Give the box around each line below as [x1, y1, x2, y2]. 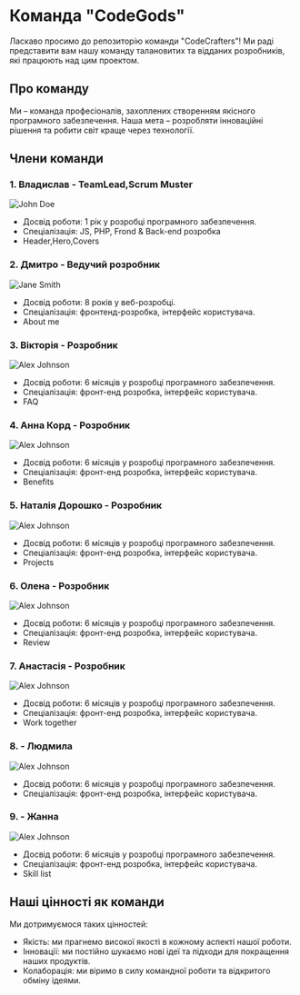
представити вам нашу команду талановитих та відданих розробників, [9, 45, 285, 55]
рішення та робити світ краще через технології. [9, 124, 195, 135]
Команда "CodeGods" [9, 5, 185, 26]
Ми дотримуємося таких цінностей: [9, 919, 148, 930]
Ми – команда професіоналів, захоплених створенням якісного [9, 105, 256, 116]
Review [22, 637, 51, 648]
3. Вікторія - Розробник [9, 338, 118, 351]
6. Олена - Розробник [9, 579, 110, 592]
